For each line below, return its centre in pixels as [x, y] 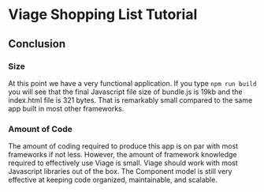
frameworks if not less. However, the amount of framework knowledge [123, 155]
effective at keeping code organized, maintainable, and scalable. [113, 180]
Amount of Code [41, 129]
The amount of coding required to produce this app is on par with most [123, 146]
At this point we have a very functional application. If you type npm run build [132, 83]
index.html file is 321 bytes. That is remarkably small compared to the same [130, 100]
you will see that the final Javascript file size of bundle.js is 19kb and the [125, 92]
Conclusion [37, 44]
